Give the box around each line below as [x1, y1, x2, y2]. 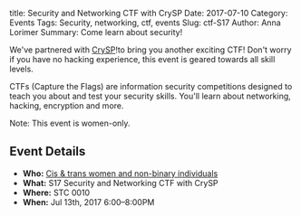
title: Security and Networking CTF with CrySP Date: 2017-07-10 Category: [9, 8, 288, 18]
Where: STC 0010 [22, 187, 91, 198]
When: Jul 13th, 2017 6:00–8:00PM [22, 196, 155, 207]
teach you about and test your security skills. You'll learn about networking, [9, 90, 292, 101]
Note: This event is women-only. [9, 117, 131, 128]
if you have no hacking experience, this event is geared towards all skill [9, 54, 276, 64]
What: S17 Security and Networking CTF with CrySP [22, 177, 219, 188]
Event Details [9, 144, 86, 159]
